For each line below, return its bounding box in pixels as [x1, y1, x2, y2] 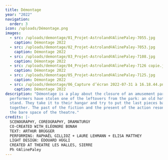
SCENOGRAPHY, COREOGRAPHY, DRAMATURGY [9, 119, 91, 124]
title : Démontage [5, 7, 41, 13]
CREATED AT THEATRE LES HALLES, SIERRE [9, 142, 93, 148]
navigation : [5, 17, 30, 22]
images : [5, 31, 21, 36]
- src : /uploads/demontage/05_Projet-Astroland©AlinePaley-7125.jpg [9, 73, 155, 78]
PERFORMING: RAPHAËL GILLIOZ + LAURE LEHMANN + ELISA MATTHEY [9, 133, 142, 138]
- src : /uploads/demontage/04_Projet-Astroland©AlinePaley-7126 [9, 63, 146, 68]
